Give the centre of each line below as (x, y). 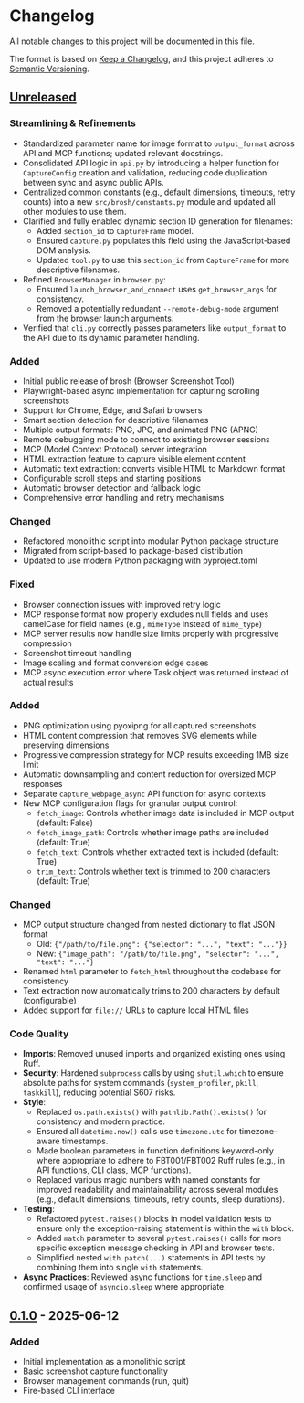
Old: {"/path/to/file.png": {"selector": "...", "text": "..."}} (162, 944)
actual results (48, 682)
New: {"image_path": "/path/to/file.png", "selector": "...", (158, 954)
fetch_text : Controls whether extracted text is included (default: (157, 852)
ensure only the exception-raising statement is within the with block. (165, 1228)
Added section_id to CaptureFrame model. (115, 230)
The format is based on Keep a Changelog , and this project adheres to (142, 58)
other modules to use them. (74, 211)
